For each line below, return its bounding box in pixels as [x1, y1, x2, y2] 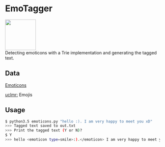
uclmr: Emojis [5, 92, 33, 98]
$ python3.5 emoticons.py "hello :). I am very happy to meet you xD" [5, 119, 153, 124]
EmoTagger [5, 3, 53, 14]
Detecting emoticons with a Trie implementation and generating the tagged [5, 49, 157, 55]
